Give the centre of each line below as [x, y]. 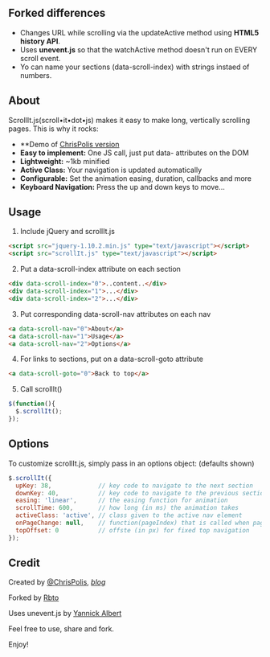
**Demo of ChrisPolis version [70, 144]
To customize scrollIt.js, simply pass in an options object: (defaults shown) [131, 463]
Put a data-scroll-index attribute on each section [100, 269]
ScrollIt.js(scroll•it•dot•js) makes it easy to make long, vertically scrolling [129, 120]
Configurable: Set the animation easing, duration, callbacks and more [135, 178]
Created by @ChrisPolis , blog [57, 582]
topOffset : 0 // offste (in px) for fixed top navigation [133, 530]
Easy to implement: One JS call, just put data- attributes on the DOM [134, 153]
